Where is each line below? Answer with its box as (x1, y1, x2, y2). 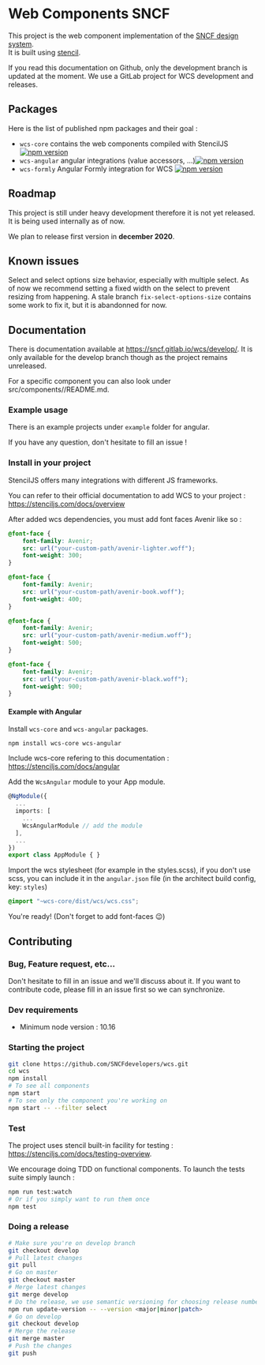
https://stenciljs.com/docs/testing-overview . (8, 1149, 152, 1158)
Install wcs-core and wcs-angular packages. (8, 724, 148, 734)
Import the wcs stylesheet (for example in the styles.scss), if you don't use (8, 865, 251, 875)
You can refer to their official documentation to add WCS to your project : (8, 490, 246, 500)
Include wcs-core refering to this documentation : (8, 753, 170, 763)
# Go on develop (8, 1312, 62, 1321)
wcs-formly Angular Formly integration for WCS (19, 163, 174, 174)
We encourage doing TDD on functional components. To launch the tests (8, 1164, 245, 1173)
